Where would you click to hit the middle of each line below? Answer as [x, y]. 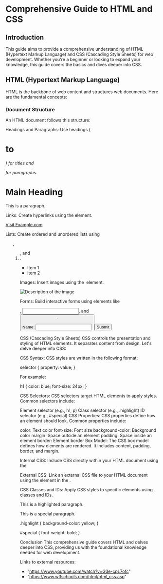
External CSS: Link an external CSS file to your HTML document [84, 475]
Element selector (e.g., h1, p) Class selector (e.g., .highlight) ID [82, 410]
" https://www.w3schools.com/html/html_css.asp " [77, 577]
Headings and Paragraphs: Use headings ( [48, 130]
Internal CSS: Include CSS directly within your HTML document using [89, 461]
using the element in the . [45, 480]
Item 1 [33, 267]
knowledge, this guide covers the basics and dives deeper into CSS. [74, 65]
